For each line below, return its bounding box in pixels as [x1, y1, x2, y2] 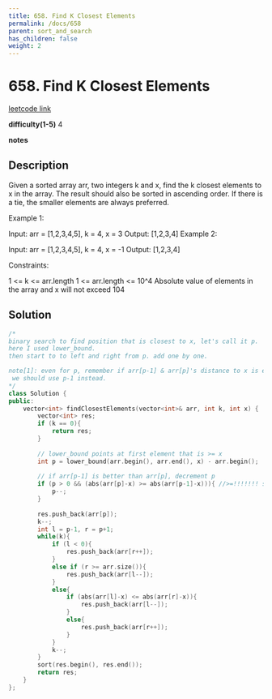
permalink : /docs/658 [8, 19, 82, 28]
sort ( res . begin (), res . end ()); [37, 661, 143, 669]
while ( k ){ [37, 533, 70, 541]
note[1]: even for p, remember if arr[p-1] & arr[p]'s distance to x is [8, 367, 259, 375]
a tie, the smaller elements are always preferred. [8, 197, 170, 207]
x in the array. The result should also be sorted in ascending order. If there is [8, 188, 263, 199]
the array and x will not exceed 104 [8, 285, 125, 294]
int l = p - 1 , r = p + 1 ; [37, 525, 114, 534]
